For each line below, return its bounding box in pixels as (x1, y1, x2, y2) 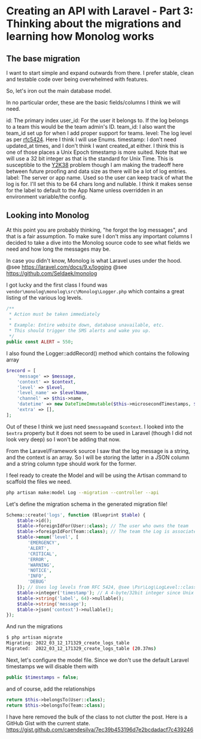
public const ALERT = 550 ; (6, 339, 74, 345)
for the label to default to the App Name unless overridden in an (6, 187, 163, 194)
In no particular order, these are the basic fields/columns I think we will (6, 99, 181, 106)
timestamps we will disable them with (6, 662, 99, 670)
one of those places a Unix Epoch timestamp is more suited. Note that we (6, 148, 187, 156)
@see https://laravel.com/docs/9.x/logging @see (6, 263, 127, 270)
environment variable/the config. (6, 193, 87, 200)
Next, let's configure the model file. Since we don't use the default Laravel (6, 656, 190, 664)
